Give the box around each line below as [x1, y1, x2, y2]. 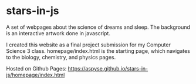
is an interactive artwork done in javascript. [6, 29, 110, 36]
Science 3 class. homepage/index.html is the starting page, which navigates [6, 47, 191, 54]
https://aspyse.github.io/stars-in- [67, 65, 148, 72]
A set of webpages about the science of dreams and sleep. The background [6, 23, 191, 31]
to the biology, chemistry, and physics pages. [6, 53, 116, 61]
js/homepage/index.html [6, 71, 65, 78]
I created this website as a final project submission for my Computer [6, 41, 171, 48]
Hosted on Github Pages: [6, 65, 67, 72]
